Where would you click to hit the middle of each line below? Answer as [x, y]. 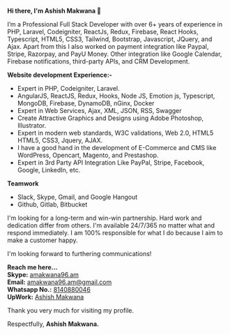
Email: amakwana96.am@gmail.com [60, 282]
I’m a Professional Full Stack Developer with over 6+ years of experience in [115, 24]
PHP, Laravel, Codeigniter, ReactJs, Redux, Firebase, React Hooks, [103, 32]
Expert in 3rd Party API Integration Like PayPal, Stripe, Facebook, [111, 163]
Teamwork [23, 184]
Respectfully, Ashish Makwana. [53, 324]
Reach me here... [32, 267]
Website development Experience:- [60, 75]
